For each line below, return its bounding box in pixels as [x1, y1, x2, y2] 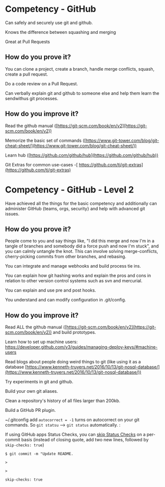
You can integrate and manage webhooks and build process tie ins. [5, 263, 141, 269]
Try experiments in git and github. [5, 379, 74, 385]
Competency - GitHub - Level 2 [5, 184, 134, 195]
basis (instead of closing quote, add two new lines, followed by [21, 437, 149, 443]
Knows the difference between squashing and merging [5, 29, 116, 35]
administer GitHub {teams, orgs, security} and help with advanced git [5, 205, 145, 212]
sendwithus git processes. [5, 95, 58, 101]
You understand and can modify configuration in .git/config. [5, 297, 126, 303]
